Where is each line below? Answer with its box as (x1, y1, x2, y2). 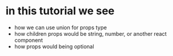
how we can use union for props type (14, 24, 108, 31)
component (14, 36, 43, 43)
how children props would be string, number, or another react (14, 30, 167, 37)
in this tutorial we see (5, 4, 115, 18)
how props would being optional (14, 43, 94, 50)
